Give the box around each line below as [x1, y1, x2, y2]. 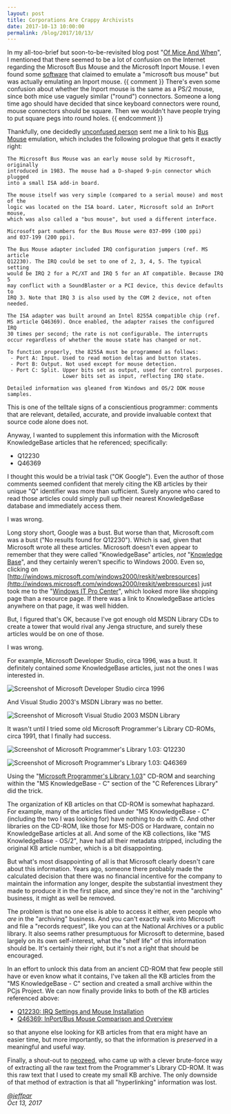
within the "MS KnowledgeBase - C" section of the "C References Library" [7, 779, 219, 788]
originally [7, 161, 39, 169]
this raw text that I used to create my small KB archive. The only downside [7, 1071, 217, 1080]
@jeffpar [7, 1091, 32, 1100]
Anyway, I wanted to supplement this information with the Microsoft [7, 431, 199, 439]
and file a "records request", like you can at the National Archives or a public [7, 922, 224, 931]
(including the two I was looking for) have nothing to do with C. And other [7, 815, 216, 823]
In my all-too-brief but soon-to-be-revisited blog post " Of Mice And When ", [7, 48, 222, 57]
